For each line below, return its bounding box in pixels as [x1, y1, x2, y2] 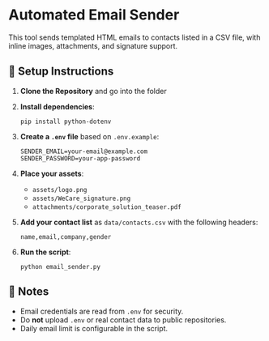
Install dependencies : [19, 101, 95, 111]
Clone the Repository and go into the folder [19, 86, 168, 96]
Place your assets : [19, 168, 84, 178]
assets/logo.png [32, 185, 88, 194]
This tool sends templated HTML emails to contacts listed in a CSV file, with [8, 32, 261, 42]
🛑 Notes [8, 285, 49, 299]
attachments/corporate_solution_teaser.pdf [32, 202, 182, 211]
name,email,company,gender [19, 232, 112, 241]
